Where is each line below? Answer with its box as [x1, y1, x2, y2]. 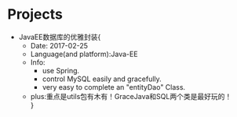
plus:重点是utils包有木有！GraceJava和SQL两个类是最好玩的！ [30, 91, 232, 101]
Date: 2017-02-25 [30, 41, 88, 50]
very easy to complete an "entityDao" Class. [42, 82, 186, 91]
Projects [7, 5, 64, 23]
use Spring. [42, 66, 80, 75]
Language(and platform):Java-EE [30, 49, 138, 58]
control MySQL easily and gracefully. [42, 74, 162, 83]
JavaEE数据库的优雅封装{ [18, 32, 101, 41]
